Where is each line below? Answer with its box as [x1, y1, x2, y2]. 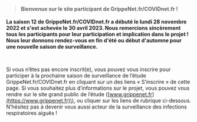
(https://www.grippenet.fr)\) [6, 97, 74, 104]
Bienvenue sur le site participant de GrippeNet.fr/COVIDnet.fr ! [20, 5, 178, 12]
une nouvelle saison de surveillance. [6, 43, 98, 50]
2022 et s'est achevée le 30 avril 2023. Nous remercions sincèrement [6, 25, 181, 32]
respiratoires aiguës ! [6, 110, 58, 117]
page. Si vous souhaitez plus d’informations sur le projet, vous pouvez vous [6, 84, 190, 91]
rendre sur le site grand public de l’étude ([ [6, 91, 110, 98]
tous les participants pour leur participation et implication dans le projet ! [6, 30, 189, 38]
